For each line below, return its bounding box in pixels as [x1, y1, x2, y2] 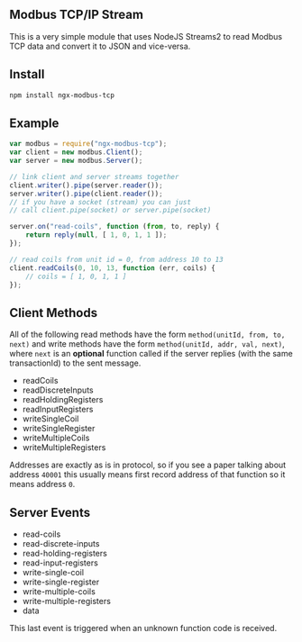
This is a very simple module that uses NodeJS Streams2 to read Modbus [9, 31, 282, 41]
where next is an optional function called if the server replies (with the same [9, 348, 293, 359]
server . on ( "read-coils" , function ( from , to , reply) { [9, 222, 220, 231]
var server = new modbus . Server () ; [9, 157, 143, 166]
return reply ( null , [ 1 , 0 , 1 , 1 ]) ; [25, 231, 168, 240]
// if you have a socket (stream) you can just [9, 197, 192, 206]
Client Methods [9, 305, 97, 321]
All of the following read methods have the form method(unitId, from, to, [9, 329, 286, 340]
